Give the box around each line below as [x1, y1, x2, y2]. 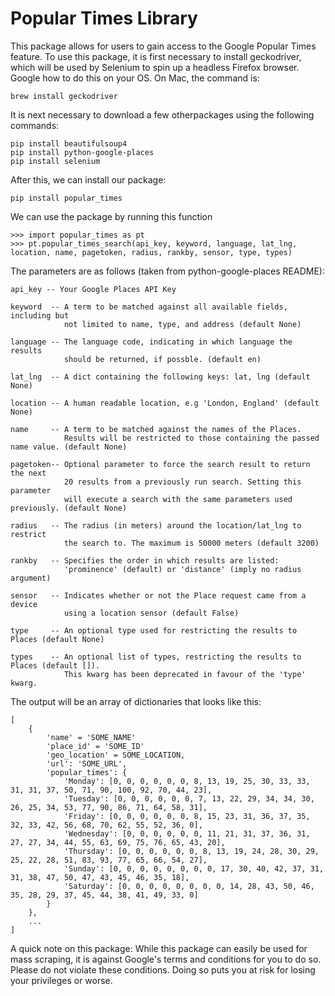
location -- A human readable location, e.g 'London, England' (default [10, 398, 320, 408]
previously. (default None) [10, 503, 128, 513]
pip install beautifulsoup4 [10, 138, 128, 149]
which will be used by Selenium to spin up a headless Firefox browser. [10, 61, 300, 73]
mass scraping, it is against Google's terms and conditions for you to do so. [10, 953, 322, 965]
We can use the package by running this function [10, 210, 213, 222]
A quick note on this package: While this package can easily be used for [10, 942, 308, 954]
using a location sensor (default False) [63, 608, 240, 618]
